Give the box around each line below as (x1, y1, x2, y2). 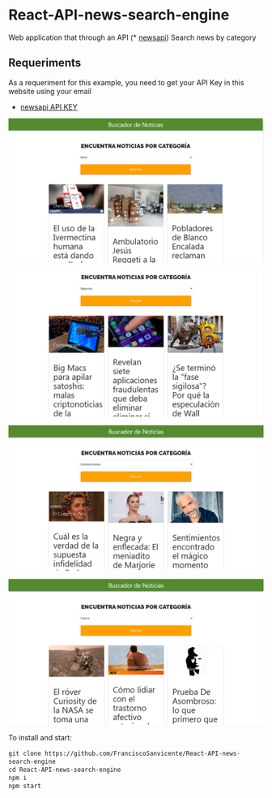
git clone (8, 749, 42, 757)
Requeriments (8, 56, 82, 70)
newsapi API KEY (19, 101, 79, 111)
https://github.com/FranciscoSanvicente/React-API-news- (44, 749, 241, 757)
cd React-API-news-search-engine (8, 766, 121, 774)
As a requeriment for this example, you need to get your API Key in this (8, 77, 244, 87)
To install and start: (8, 732, 73, 742)
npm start (8, 782, 42, 790)
